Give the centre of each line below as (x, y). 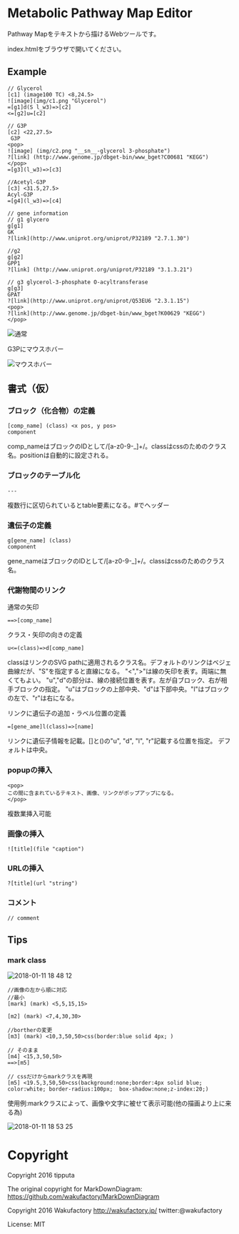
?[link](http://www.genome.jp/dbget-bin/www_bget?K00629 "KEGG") (106, 313)
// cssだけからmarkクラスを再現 (50, 1077)
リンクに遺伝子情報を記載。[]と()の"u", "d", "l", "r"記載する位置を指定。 (112, 741)
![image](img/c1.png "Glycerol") (57, 101)
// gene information (38, 213)
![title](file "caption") (46, 849)
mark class (27, 960)
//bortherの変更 (30, 1030)
